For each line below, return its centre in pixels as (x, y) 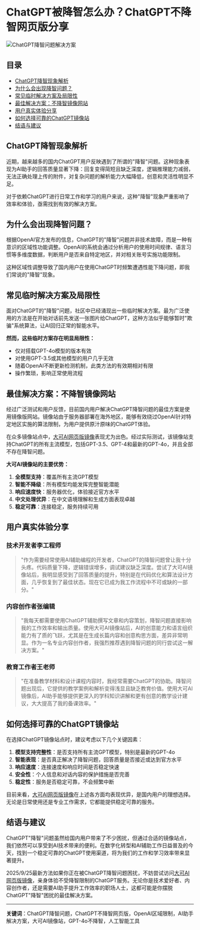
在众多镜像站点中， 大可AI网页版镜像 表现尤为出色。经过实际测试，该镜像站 (97, 437)
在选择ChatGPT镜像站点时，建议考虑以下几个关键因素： (75, 740)
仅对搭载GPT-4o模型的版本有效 (53, 351)
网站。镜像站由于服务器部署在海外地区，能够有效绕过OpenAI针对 (106, 417)
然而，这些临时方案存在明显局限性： (51, 338)
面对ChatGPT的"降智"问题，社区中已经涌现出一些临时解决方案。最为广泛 (95, 311)
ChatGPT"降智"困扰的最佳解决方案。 (51, 895)
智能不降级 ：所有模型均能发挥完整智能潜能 (67, 484)
